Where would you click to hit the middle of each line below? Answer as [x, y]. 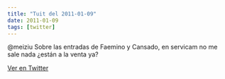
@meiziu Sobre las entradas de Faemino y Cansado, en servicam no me [112, 47]
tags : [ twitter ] [31, 27]
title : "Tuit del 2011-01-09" [52, 14]
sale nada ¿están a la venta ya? [53, 54]
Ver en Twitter [28, 68]
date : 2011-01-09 [33, 20]
